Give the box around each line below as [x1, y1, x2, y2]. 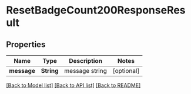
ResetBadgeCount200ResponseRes [6, 4, 186, 17]
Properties [6, 39, 46, 49]
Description [68, 57, 103, 65]
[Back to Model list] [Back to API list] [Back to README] [6, 82, 141, 89]
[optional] [112, 67, 140, 75]
